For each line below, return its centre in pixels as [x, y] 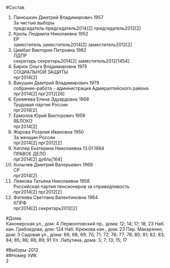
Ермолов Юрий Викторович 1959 [49, 116]
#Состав [15, 7]
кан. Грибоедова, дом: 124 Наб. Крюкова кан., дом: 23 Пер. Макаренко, [84, 229]
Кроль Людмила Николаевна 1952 [51, 34]
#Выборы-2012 [22, 250]
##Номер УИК [22, 255]
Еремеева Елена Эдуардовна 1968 [51, 99]
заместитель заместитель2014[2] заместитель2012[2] [73, 45]
